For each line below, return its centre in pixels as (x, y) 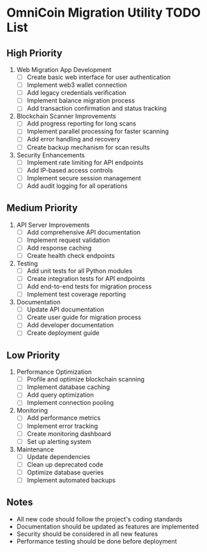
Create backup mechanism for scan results (88, 147)
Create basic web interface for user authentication (99, 77)
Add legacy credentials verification (76, 93)
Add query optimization (60, 395)
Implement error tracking (62, 426)
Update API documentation (65, 309)
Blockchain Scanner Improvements (66, 117)
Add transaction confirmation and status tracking (97, 108)
